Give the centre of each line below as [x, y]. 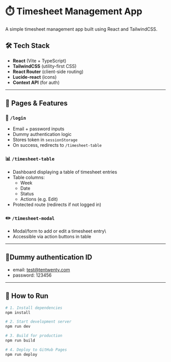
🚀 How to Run [27, 296]
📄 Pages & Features [36, 104]
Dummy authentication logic [42, 134]
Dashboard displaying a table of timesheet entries [65, 172]
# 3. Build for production [34, 336]
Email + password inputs [38, 129]
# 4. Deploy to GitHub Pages [36, 350]
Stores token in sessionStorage [45, 140]
